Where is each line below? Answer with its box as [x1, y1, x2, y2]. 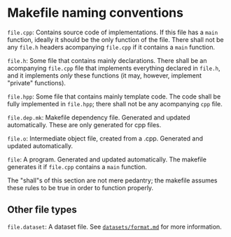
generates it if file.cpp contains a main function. [7, 162, 147, 171]
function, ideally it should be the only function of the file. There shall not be [7, 35, 224, 43]
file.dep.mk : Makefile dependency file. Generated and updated [7, 113, 190, 122]
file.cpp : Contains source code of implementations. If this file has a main [7, 28, 218, 36]
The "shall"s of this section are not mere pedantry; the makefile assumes [7, 176, 218, 185]
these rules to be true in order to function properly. [7, 183, 154, 192]
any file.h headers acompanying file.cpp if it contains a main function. [7, 43, 216, 51]
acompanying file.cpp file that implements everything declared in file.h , [7, 64, 220, 72]
